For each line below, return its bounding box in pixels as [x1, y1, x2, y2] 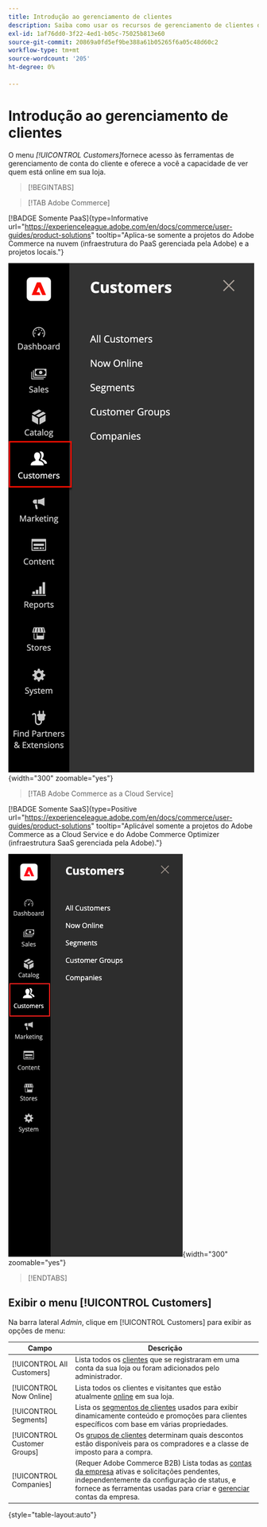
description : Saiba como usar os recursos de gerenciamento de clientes [8, 21, 254, 29]
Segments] [11, 1415, 48, 1424]
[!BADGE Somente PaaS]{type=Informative [8, 213, 149, 223]
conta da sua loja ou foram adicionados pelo [75, 1363, 220, 1373]
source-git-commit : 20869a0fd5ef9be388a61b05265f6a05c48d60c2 [8, 38, 219, 46]
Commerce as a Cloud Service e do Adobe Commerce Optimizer [8, 829, 220, 839]
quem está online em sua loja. [8, 167, 106, 177]
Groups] [11, 1447, 39, 1456]
